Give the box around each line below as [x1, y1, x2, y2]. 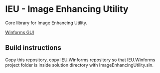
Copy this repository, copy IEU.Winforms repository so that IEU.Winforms [5, 57, 156, 63]
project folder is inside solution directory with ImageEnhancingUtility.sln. [5, 62, 154, 68]
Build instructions [5, 43, 61, 52]
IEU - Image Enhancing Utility [5, 3, 129, 15]
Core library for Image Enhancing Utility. [5, 20, 88, 26]
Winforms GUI [5, 29, 34, 35]
